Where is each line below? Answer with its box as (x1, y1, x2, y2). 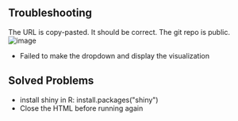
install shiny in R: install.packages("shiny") (19, 95, 159, 104)
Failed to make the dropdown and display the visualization (19, 51, 210, 60)
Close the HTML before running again (19, 103, 144, 113)
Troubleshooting (8, 6, 93, 20)
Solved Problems (8, 74, 94, 88)
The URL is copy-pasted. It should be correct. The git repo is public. (8, 27, 230, 36)
